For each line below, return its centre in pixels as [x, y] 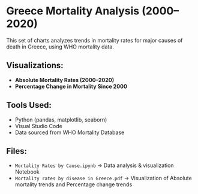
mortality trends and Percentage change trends [73, 184]
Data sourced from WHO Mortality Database [70, 132]
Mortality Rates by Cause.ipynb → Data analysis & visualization [94, 165]
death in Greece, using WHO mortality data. [60, 47]
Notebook [27, 172]
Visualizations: [35, 66]
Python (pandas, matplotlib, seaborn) [61, 119]
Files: [16, 151]
